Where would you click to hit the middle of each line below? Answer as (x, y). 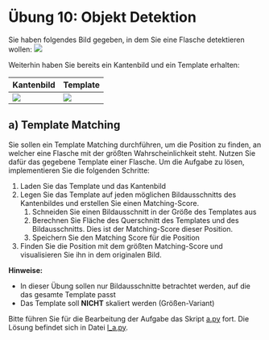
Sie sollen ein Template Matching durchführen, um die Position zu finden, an (135, 145)
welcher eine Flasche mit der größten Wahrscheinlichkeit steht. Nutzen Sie (132, 153)
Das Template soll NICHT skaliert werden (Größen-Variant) (117, 303)
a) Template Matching (64, 125)
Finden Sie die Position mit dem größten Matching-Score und (121, 246)
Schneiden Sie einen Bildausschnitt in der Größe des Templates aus (144, 212)
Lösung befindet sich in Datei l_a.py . (68, 327)
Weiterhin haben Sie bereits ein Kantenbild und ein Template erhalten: (124, 65)
